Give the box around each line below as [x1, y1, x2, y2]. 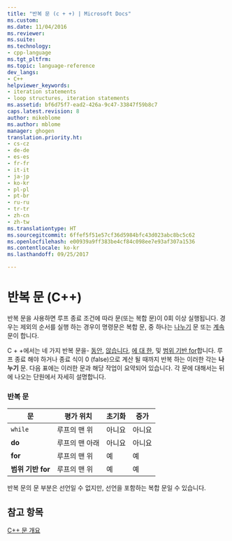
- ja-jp [7, 173, 30, 180]
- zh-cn [7, 212, 30, 219]
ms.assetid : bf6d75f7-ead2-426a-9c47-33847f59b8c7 [7, 101, 158, 108]
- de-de [7, 147, 30, 154]
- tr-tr [7, 206, 30, 213]
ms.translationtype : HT [7, 225, 77, 232]
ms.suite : [7, 36, 36, 43]
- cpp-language [7, 50, 52, 57]
